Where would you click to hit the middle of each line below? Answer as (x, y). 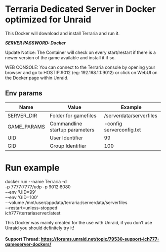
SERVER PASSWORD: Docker (35, 42)
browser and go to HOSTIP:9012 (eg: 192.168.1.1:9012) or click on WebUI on (81, 72)
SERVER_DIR (22, 116)
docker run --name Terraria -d (36, 181)
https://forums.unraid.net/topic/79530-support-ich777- (100, 239)
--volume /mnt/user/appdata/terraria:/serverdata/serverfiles (66, 202)
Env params (24, 93)
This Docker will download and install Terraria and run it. (62, 33)
